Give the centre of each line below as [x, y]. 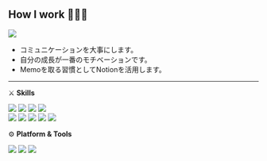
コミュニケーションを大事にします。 [79, 49]
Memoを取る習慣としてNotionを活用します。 [93, 69]
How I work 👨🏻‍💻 [48, 15]
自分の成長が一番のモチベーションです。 [86, 59]
